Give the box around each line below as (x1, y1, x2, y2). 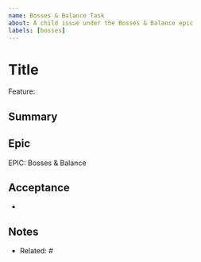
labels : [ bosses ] (8, 26, 66, 34)
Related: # (19, 246, 54, 256)
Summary (8, 110, 58, 123)
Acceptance (8, 180, 70, 195)
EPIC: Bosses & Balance (8, 158, 87, 168)
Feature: (8, 87, 36, 96)
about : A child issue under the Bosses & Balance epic (8, 19, 194, 27)
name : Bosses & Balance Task (8, 11, 105, 20)
